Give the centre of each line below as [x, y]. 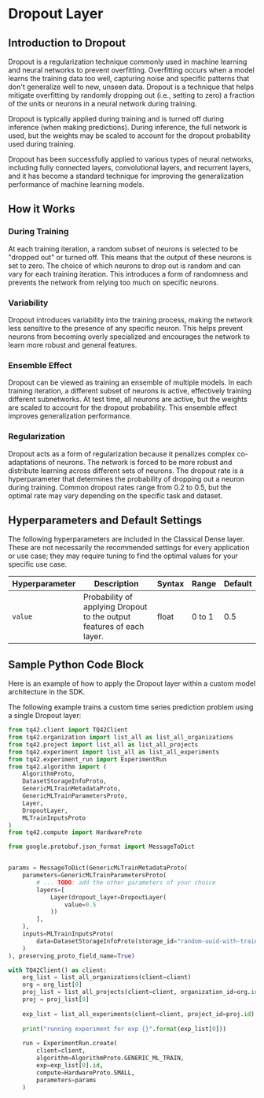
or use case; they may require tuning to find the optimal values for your [123, 556]
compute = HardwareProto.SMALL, [86, 1073]
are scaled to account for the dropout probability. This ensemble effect [123, 408]
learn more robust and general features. [73, 344]
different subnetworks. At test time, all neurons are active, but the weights [128, 400]
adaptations [27, 462]
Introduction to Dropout [67, 43]
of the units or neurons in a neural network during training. [103, 104]
